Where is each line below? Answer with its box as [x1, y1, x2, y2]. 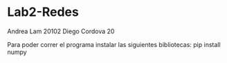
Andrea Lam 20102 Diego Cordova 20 [7, 27, 115, 35]
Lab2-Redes [7, 4, 80, 20]
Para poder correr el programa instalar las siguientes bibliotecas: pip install [7, 40, 221, 48]
